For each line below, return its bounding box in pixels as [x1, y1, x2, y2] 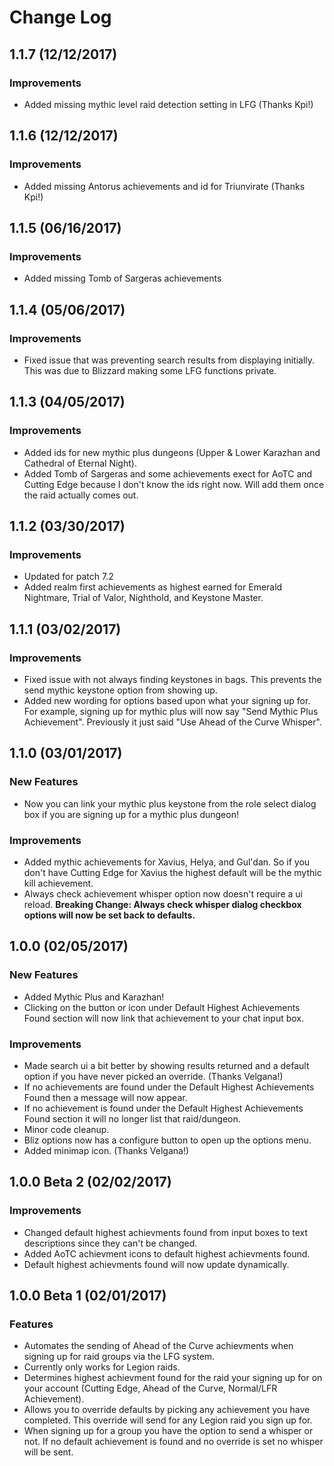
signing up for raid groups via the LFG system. [23, 1351, 216, 1363]
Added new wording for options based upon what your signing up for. [23, 695, 311, 706]
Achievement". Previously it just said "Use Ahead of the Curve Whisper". [23, 716, 322, 728]
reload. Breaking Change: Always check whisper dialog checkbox [23, 898, 302, 910]
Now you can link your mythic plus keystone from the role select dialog [23, 797, 317, 810]
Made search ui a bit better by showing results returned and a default [23, 1059, 310, 1071]
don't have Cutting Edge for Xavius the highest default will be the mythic [23, 866, 322, 878]
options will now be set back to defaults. [23, 909, 196, 921]
